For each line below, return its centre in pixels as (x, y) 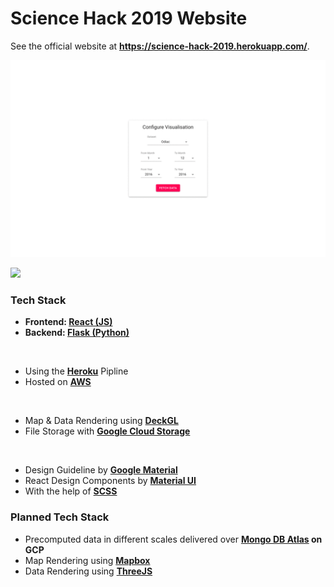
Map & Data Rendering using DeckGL (101, 421)
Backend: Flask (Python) (77, 333)
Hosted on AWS (58, 382)
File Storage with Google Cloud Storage (107, 431)
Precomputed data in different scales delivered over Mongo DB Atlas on (173, 539)
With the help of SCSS (71, 491)
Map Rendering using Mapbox (87, 560)
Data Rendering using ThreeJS (88, 571)
